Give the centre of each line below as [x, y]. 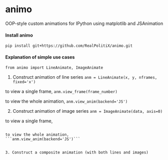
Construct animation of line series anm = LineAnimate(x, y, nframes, [85, 77]
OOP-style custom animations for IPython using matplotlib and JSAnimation [84, 23]
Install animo [19, 35]
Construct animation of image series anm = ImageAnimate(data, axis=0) [88, 111]
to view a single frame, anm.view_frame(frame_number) [61, 91]
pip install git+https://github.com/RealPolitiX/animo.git [69, 46]
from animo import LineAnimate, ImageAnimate [54, 68]
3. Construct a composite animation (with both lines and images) [77, 153]
